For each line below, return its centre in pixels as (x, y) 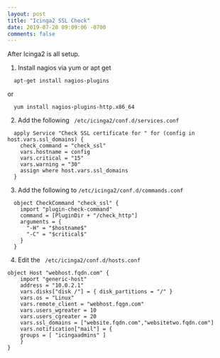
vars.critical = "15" (52, 158)
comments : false (31, 34)
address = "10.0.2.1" (52, 285)
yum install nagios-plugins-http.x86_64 (74, 107)
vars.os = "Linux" (47, 298)
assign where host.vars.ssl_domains (75, 171)
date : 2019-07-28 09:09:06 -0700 (57, 27)
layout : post (27, 14)
